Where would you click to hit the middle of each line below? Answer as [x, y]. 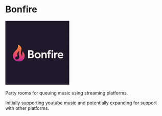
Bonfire [21, 9]
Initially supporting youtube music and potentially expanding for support [81, 103]
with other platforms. [27, 108]
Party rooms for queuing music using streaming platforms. [67, 92]
